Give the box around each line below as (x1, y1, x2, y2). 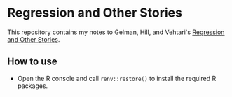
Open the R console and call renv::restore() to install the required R (17, 74, 217, 82)
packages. (17, 82, 48, 90)
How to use (7, 56, 57, 68)
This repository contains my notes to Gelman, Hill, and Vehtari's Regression (7, 28, 225, 36)
